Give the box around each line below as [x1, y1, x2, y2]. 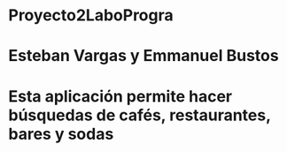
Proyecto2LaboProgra [8, 5, 174, 26]
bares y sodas [8, 124, 114, 144]
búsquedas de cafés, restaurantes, [8, 105, 271, 125]
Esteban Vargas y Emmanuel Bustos [8, 46, 280, 66]
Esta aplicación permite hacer [8, 86, 232, 106]
